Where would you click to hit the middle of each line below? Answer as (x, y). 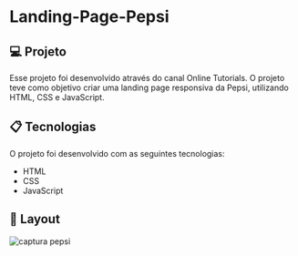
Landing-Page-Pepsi (89, 17)
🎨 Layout (35, 219)
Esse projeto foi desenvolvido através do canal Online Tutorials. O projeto (147, 78)
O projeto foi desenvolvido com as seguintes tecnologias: (117, 153)
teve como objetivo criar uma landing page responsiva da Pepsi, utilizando (149, 87)
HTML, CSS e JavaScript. (57, 97)
